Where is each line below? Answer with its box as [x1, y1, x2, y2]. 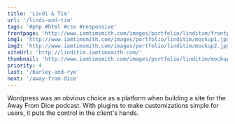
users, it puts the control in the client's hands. [7, 109, 139, 117]
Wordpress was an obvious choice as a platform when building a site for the [7, 94, 226, 102]
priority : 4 [7, 62, 42, 69]
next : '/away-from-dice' [7, 75, 80, 82]
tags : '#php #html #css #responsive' [7, 23, 117, 30]
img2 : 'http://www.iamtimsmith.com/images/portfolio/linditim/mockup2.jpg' [7, 42, 233, 49]
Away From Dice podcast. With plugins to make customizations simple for [7, 102, 219, 110]
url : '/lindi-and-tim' [7, 17, 73, 24]
